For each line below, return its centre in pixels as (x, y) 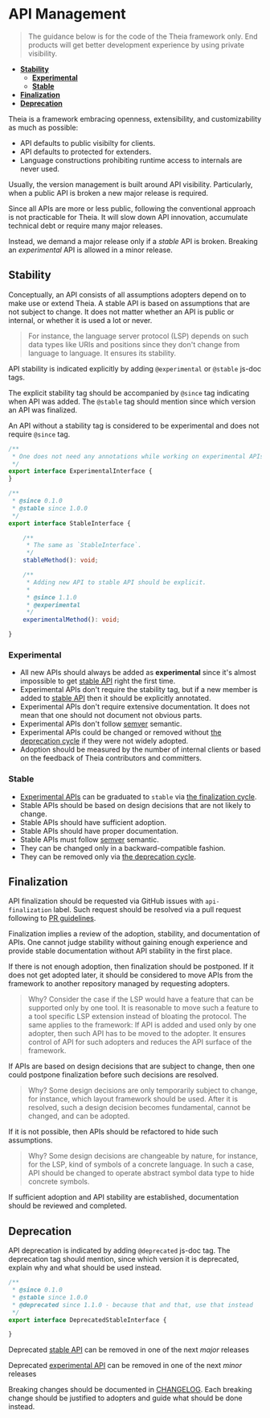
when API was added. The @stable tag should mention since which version (132, 401)
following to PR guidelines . (52, 918)
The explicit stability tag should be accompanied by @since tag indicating (129, 392)
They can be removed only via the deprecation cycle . (108, 856)
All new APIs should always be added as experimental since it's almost (138, 673)
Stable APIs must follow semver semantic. (89, 840)
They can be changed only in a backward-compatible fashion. (123, 848)
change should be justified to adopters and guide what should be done (125, 1398)
